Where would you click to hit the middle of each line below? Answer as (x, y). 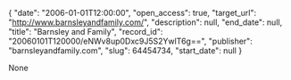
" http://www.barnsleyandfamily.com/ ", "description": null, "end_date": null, (145, 22)
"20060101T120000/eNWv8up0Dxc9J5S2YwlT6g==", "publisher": (131, 41)
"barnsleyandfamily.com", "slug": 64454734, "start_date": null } (125, 51)
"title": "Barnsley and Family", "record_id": (86, 32)
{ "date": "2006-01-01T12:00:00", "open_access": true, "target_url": (133, 13)
